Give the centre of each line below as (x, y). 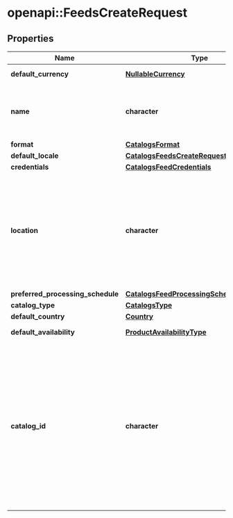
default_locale (35, 156)
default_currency (40, 74)
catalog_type (33, 305)
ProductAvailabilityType (166, 332)
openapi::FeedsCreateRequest (97, 13)
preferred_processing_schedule (65, 294)
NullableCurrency (155, 74)
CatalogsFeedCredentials (168, 167)
